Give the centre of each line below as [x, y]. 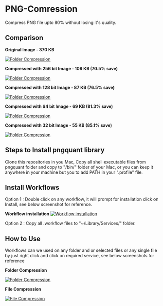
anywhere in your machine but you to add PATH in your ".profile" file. [74, 172]
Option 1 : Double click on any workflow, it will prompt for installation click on [82, 199]
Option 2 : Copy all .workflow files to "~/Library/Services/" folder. [70, 224]
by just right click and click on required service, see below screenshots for [80, 256]
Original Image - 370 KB [30, 49]
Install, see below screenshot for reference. [49, 204]
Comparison [24, 38]
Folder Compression [26, 270]
